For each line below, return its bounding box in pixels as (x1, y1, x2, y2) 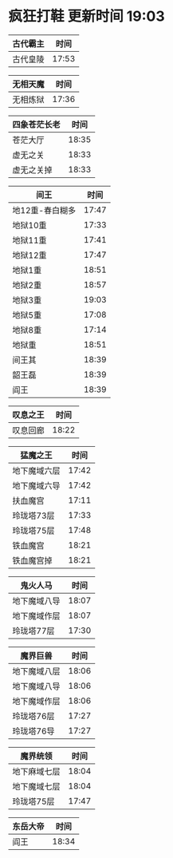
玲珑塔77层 (12, 625, 55, 636)
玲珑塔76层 (12, 710, 55, 722)
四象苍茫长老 (12, 119, 61, 130)
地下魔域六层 (12, 465, 61, 476)
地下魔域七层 (12, 781, 61, 792)
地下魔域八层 (12, 666, 61, 677)
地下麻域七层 (12, 765, 61, 777)
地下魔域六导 (12, 480, 61, 491)
